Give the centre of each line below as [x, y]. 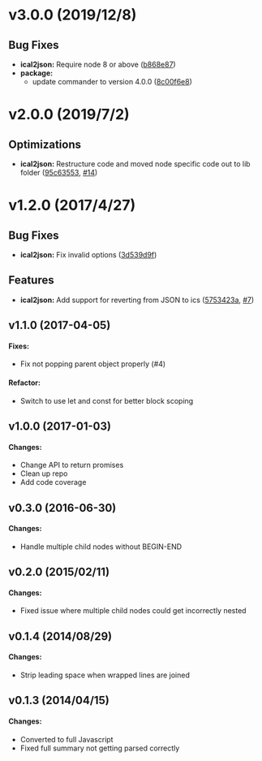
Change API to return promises [72, 465]
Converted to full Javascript [67, 739]
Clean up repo [44, 473]
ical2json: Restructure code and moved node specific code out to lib [135, 164]
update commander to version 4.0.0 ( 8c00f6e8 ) [112, 82]
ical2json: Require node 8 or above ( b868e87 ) [98, 64]
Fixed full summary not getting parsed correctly [100, 748]
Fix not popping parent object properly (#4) [93, 364]
